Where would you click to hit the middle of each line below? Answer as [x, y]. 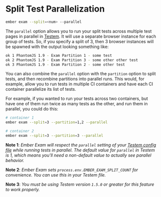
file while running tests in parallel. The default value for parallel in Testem [80, 150]
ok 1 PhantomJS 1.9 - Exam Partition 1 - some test [59, 55]
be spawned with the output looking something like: [57, 47]
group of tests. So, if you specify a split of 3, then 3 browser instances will [80, 41]
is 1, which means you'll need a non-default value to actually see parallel [79, 155]
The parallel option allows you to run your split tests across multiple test [79, 31]
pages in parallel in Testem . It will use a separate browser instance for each [81, 36]
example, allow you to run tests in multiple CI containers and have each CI [79, 84]
